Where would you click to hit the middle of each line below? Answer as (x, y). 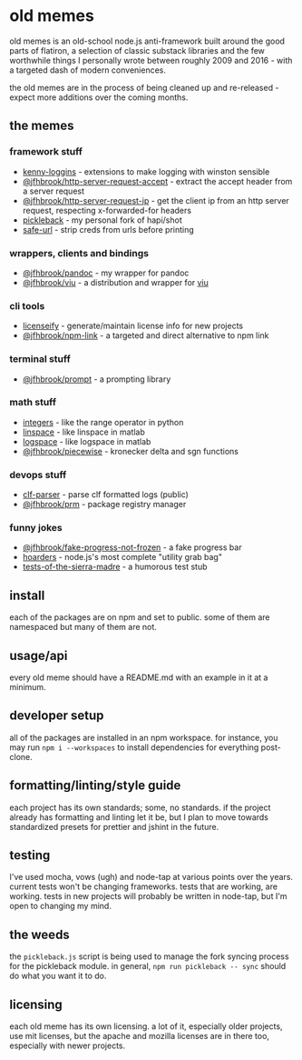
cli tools (27, 305)
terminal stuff (40, 359)
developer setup (57, 716)
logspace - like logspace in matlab (87, 441)
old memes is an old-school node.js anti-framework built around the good (147, 41)
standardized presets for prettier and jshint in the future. (114, 826)
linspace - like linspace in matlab (83, 432)
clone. (21, 756)
